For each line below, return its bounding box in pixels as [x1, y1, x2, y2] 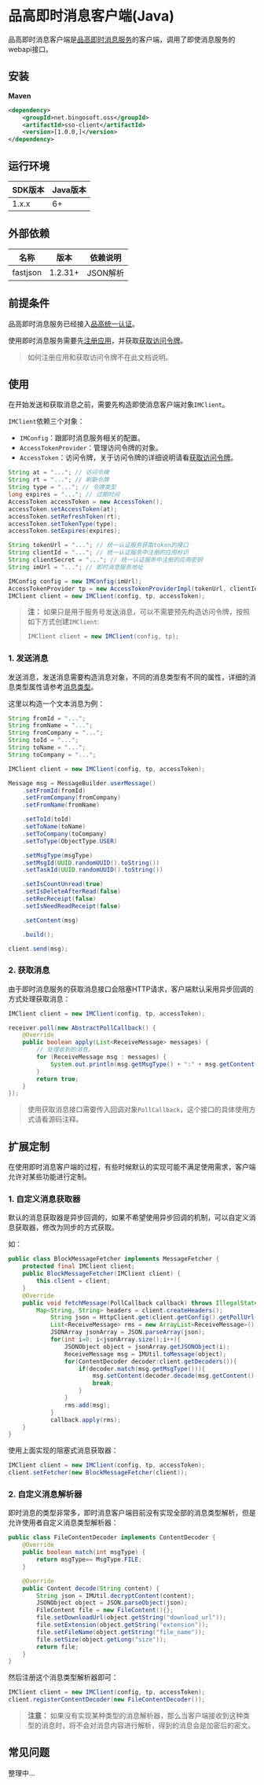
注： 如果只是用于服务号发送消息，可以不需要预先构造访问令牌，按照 [27, 607, 250, 617]
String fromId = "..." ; [8, 714, 86, 722]
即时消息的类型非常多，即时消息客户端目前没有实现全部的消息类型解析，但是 [8, 1508, 256, 1518]
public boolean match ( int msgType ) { [22, 1548, 146, 1556]
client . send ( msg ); [8, 945, 68, 953]
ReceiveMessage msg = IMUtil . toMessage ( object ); [64, 1350, 226, 1358]
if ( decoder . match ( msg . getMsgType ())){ [78, 1364, 206, 1372]
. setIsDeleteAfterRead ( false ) [22, 887, 122, 896]
